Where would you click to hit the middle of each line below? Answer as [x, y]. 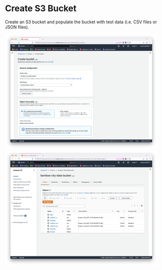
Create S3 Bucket [41, 8]
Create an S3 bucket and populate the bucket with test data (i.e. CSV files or [81, 22]
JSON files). [17, 27]
